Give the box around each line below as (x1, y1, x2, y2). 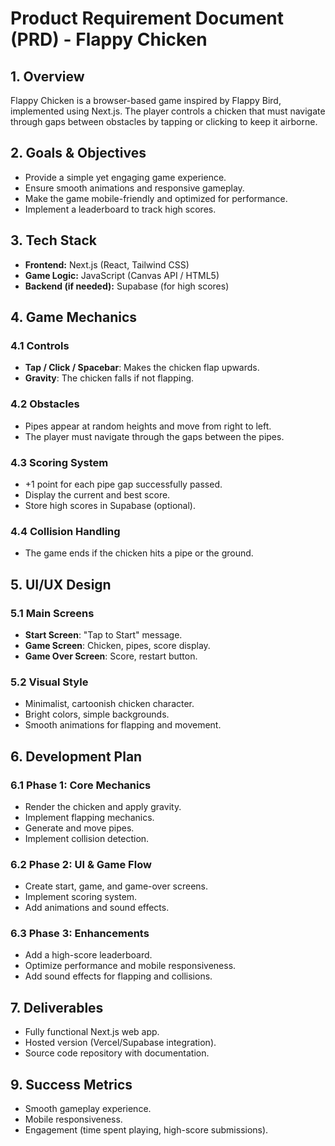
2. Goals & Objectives (10, 145, 147, 162)
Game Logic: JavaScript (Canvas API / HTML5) (24, 269, 220, 281)
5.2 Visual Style (10, 675, 89, 689)
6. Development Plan (10, 748, 143, 765)
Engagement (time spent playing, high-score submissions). (24, 1124, 269, 1136)
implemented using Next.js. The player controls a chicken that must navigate (10, 105, 326, 117)
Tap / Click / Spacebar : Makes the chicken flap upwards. (24, 362, 260, 374)
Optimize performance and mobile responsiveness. (24, 960, 237, 972)
